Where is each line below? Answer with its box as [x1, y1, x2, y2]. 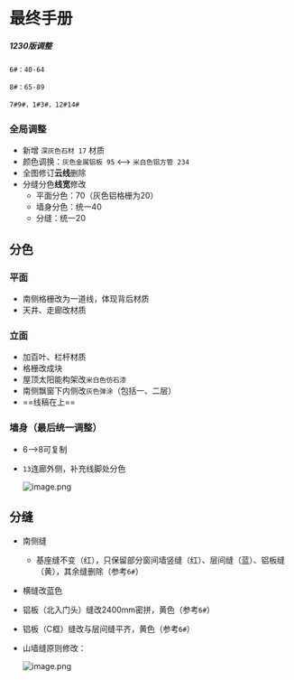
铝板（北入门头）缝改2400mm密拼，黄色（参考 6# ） [22, 604, 215, 615]
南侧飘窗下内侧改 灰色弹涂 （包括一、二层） [22, 386, 177, 396]
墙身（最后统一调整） [9, 422, 102, 434]
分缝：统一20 [35, 213, 86, 224]
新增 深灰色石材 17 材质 [22, 145, 106, 156]
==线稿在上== [22, 396, 76, 407]
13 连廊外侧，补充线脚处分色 [22, 462, 126, 474]
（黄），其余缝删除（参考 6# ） [35, 565, 143, 576]
